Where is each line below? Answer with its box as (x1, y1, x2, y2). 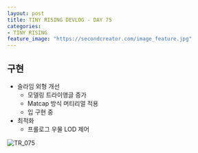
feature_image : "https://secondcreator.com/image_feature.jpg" (7, 36, 192, 43)
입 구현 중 (27, 108, 54, 116)
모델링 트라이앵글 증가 (27, 91, 87, 99)
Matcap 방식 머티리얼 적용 (27, 99, 98, 107)
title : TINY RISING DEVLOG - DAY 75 (7, 16, 112, 23)
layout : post (7, 10, 45, 17)
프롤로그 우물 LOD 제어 (27, 125, 89, 133)
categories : (7, 23, 41, 30)
